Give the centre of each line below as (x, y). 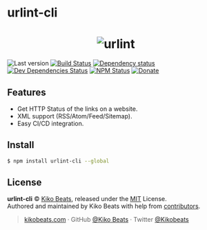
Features (27, 92)
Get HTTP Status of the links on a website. (77, 109)
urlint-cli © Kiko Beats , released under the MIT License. (87, 199)
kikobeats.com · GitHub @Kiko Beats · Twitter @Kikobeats (107, 220)
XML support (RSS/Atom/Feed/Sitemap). (75, 116)
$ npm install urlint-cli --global (58, 161)
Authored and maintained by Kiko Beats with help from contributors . (104, 206)
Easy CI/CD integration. (50, 123)
